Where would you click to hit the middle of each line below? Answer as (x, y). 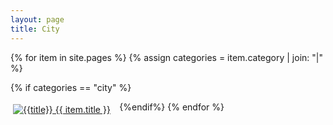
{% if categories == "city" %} (71, 87)
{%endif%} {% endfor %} (172, 107)
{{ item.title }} (82, 109)
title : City (35, 29)
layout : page (37, 19)
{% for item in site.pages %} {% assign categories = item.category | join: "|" (166, 57)
